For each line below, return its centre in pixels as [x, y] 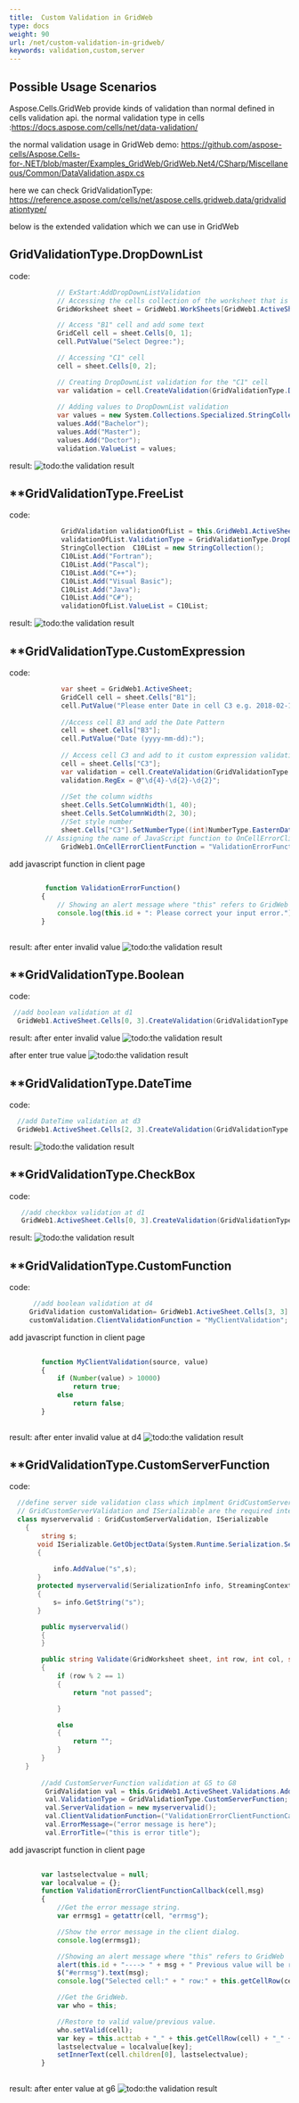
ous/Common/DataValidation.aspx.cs [77, 173]
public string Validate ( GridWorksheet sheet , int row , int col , [163, 1660]
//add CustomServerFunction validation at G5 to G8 [139, 1783]
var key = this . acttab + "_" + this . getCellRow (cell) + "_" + [174, 2038]
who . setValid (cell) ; [95, 2030]
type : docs [29, 26]
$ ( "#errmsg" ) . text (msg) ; [103, 1973]
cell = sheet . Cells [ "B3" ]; [111, 731]
